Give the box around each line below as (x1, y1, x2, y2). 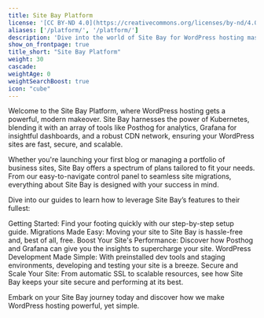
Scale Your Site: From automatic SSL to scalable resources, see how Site (8, 269, 244, 279)
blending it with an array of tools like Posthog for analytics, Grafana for (8, 123, 237, 132)
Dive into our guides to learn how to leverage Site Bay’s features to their (8, 195, 240, 205)
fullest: (8, 204, 31, 213)
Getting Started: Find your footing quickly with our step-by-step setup (8, 219, 234, 228)
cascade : (8, 63, 37, 71)
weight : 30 (8, 56, 44, 64)
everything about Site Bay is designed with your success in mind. (8, 180, 219, 190)
